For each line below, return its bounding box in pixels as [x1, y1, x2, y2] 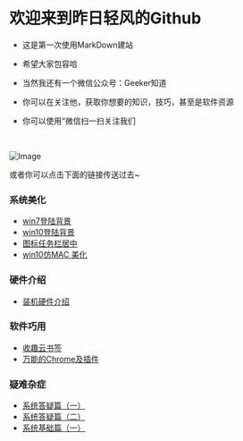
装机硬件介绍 [21, 296, 70, 307]
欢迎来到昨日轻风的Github [9, 8, 202, 29]
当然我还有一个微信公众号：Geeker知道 [21, 77, 167, 88]
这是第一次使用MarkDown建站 [21, 39, 134, 50]
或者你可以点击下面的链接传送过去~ [9, 169, 140, 180]
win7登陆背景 [21, 216, 71, 226]
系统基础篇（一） [21, 422, 86, 434]
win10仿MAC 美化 [21, 250, 88, 260]
